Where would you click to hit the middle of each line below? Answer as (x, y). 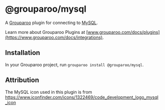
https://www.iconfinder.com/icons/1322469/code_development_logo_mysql (82, 97)
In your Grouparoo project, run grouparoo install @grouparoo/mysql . (74, 64)
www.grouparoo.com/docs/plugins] (124, 32)
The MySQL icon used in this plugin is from (49, 92)
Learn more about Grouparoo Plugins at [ (47, 32)
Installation (23, 53)
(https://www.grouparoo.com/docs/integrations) (54, 37)
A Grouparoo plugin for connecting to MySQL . (52, 23)
